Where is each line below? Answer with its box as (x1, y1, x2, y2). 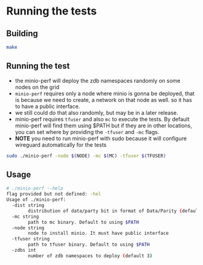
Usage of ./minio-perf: (6, 197, 66, 203)
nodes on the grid (14, 83, 60, 91)
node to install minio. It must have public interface (28, 231, 169, 237)
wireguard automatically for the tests (14, 141, 107, 148)
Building (6, 28, 38, 39)
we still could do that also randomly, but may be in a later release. (14, 109, 178, 116)
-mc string (11, 213, 39, 220)
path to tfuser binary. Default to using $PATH (28, 241, 150, 248)
